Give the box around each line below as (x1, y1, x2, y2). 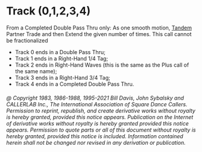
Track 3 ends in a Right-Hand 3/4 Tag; (14, 74, 110, 81)
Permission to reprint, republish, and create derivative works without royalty (6, 107, 196, 114)
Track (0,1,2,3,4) (6, 4, 91, 18)
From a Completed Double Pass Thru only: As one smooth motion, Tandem (6, 24, 192, 31)
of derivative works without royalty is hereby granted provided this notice (6, 120, 189, 127)
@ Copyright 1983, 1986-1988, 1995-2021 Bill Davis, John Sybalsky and (6, 94, 185, 102)
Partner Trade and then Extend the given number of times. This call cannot (6, 30, 192, 37)
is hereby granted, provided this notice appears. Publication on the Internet (6, 113, 194, 121)
